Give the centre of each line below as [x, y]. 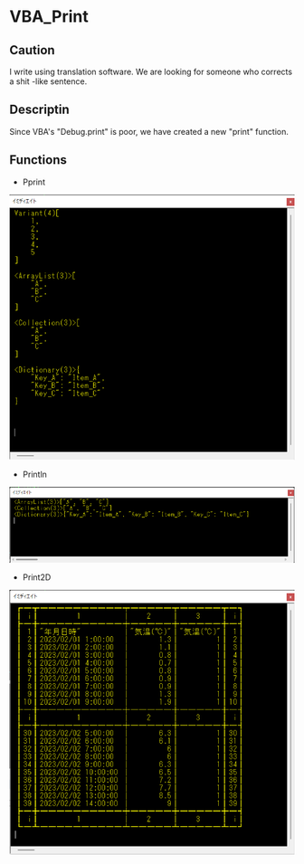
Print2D [37, 577]
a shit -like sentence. [48, 81]
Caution [33, 50]
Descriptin [39, 110]
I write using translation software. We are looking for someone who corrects [151, 71]
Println [35, 474]
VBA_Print [49, 17]
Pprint [33, 182]
